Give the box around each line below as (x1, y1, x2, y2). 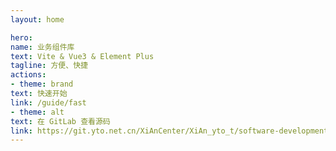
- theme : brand (10, 79, 74, 90)
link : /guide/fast (10, 97, 87, 108)
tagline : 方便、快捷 (10, 61, 88, 71)
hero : (10, 32, 33, 43)
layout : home (10, 14, 65, 25)
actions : (10, 70, 47, 80)
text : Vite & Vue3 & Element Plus (10, 51, 155, 61)
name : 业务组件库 (10, 42, 75, 52)
